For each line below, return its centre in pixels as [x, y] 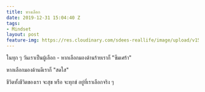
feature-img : [23, 40]
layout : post [23, 35]
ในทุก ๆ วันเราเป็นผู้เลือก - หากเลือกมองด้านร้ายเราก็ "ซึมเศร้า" [69, 58]
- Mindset [19, 29]
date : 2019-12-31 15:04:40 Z [43, 18]
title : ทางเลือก [23, 12]
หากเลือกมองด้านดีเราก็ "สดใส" [38, 70]
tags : [13, 23]
